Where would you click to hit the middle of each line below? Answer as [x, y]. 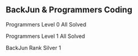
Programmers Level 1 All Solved [45, 36]
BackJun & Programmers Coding [69, 10]
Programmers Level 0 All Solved [46, 24]
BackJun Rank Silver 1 [34, 48]
